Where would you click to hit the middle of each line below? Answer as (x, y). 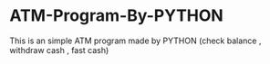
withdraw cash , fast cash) (59, 50)
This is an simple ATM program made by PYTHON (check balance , (135, 41)
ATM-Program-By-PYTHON (116, 16)
